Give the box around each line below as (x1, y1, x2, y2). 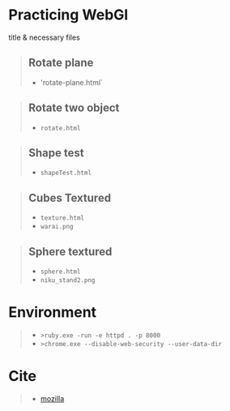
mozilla (40, 393, 65, 403)
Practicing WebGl (8, 6, 129, 24)
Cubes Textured (28, 191, 112, 204)
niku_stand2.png (40, 276, 96, 285)
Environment (8, 303, 97, 322)
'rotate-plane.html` (40, 77, 104, 87)
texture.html (40, 214, 85, 222)
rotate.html (40, 124, 81, 132)
